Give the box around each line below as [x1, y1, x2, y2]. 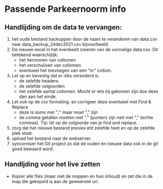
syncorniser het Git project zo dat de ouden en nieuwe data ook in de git [11, 141, 159, 146]
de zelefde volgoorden [19, 83, 65, 89]
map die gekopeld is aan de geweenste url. [11, 178, 99, 184]
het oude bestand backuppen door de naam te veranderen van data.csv [11, 36, 158, 42]
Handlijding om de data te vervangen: [4, 23, 122, 31]
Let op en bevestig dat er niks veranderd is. [11, 73, 100, 78]
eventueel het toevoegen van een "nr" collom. [19, 67, 112, 73]
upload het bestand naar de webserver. [11, 135, 92, 141]
